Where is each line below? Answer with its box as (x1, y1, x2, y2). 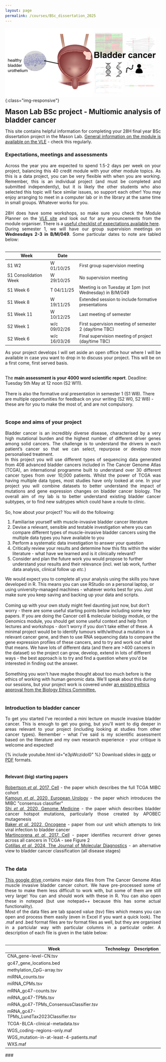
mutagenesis (5, 816, 32, 822)
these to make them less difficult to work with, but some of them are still (5, 887, 161, 893)
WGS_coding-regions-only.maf (7, 1027, 73, 1033)
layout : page (5, 8, 32, 13)
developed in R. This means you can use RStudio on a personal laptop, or (5, 581, 154, 587)
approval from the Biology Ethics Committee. (5, 687, 96, 693)
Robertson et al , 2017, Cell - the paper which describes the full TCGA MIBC (5, 784, 161, 790)
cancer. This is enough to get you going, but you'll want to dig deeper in (5, 721, 161, 727)
